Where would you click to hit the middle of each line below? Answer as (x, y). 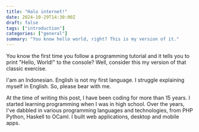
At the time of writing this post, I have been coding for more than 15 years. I (98, 98)
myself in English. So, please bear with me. (59, 86)
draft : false (22, 22)
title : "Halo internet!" (37, 12)
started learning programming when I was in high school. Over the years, (95, 104)
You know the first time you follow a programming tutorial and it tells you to (98, 56)
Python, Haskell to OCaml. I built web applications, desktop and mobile (93, 117)
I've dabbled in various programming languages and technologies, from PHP (99, 110)
